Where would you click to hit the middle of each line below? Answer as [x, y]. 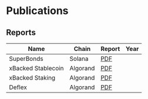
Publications [37, 11]
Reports [21, 33]
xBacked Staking [32, 78]
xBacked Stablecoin [36, 68]
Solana [79, 59]
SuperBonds [26, 59]
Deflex [18, 87]
